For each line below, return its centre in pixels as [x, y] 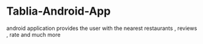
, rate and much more [33, 34]
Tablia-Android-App [59, 11]
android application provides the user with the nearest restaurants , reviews [102, 28]
